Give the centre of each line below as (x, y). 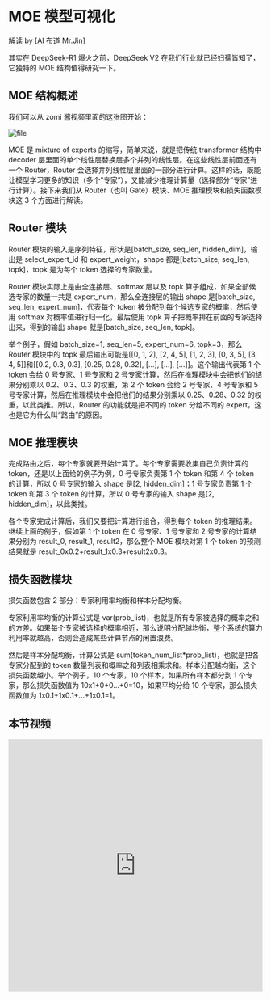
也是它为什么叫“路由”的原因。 (58, 415)
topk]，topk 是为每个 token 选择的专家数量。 (83, 269)
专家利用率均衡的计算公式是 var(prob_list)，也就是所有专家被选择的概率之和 (134, 618)
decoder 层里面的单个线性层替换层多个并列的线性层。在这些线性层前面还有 (133, 159)
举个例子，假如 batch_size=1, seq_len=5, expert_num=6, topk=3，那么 (125, 344)
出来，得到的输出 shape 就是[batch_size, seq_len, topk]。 (104, 327)
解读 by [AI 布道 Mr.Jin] (47, 40)
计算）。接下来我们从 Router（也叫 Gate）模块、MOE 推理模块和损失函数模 (138, 190)
